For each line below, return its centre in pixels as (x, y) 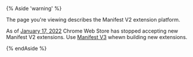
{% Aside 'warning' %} (34, 8)
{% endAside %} (27, 48)
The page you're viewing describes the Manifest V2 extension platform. (93, 19)
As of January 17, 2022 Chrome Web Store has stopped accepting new (92, 31)
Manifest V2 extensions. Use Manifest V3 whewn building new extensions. (97, 37)
